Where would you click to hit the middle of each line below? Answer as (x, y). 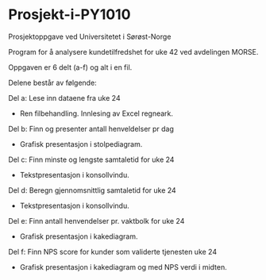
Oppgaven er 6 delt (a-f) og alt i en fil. (70, 67)
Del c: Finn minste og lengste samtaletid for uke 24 (91, 159)
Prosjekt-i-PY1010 (69, 15)
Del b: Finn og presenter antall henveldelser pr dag (91, 128)
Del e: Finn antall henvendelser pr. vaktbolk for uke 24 (96, 221)
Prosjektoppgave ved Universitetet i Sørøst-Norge (90, 36)
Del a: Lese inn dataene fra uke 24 (64, 98)
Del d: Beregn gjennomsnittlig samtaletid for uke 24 (92, 190)
